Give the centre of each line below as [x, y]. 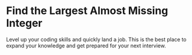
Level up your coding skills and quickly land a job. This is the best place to [96, 39]
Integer [24, 23]
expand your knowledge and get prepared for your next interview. [86, 46]
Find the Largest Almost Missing [87, 11]
